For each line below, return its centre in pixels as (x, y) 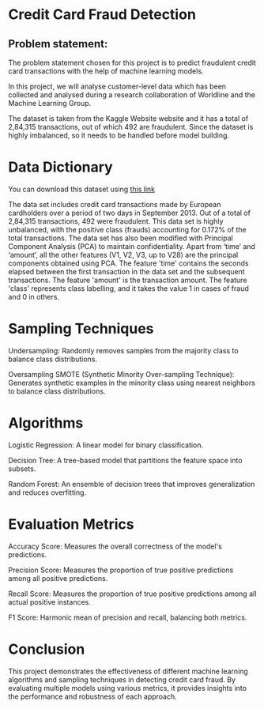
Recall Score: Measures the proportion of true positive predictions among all (132, 594)
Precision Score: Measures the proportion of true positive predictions (121, 570)
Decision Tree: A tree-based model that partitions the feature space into (125, 460)
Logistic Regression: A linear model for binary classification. (106, 445)
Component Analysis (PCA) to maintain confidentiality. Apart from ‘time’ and (132, 246)
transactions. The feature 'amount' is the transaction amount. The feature (128, 280)
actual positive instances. (49, 602)
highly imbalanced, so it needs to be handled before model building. (119, 135)
